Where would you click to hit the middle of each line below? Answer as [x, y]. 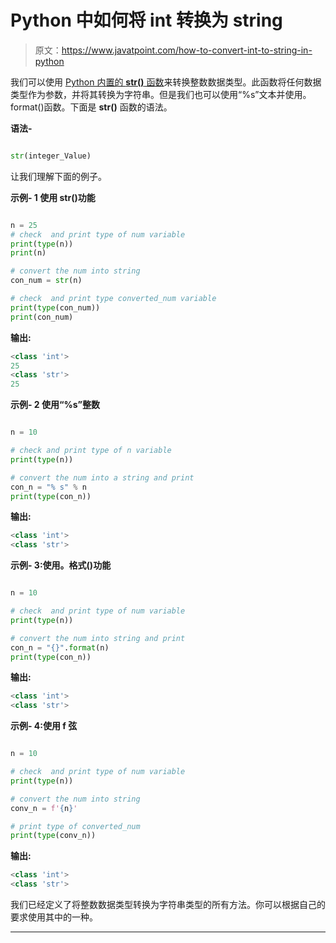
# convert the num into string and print [98, 638]
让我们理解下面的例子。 [58, 176]
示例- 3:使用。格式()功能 [61, 565]
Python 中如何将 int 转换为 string [146, 20]
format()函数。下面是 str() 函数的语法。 [91, 107]
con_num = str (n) [46, 281]
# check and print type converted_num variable [113, 299]
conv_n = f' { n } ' [44, 808]
